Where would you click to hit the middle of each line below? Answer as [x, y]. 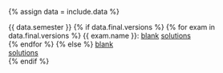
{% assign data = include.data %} [64, 12]
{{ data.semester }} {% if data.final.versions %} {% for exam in [111, 27]
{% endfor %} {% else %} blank [61, 44]
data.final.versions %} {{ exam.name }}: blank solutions [99, 36]
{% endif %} [29, 61]
